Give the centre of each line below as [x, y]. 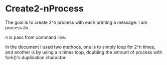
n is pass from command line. [36, 37]
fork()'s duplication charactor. [36, 57]
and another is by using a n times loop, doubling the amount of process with [84, 52]
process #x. [18, 27]
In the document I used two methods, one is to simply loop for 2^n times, [80, 47]
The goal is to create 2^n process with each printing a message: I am [76, 22]
